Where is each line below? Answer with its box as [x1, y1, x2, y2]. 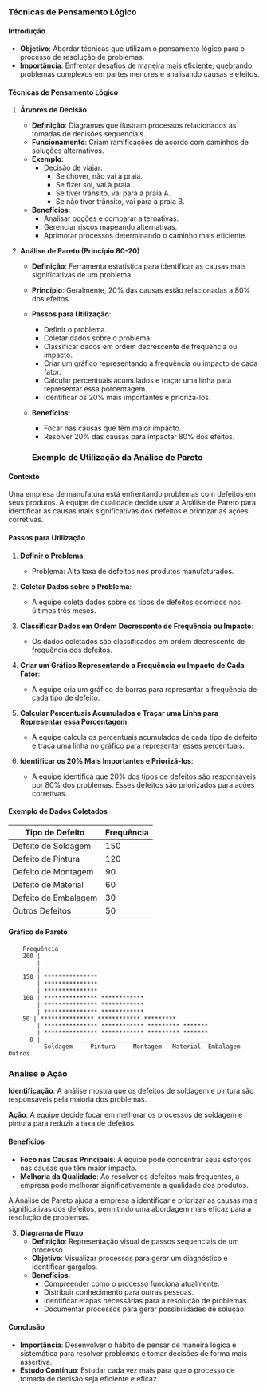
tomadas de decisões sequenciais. [31, 129, 146, 139]
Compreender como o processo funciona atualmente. [43, 1279, 220, 1288]
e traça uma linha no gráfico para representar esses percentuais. [31, 741, 245, 750]
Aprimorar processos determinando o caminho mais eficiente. [43, 230, 247, 241]
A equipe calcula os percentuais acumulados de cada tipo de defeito [31, 732, 257, 741]
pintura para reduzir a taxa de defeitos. [8, 1118, 136, 1128]
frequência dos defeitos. [31, 645, 113, 654]
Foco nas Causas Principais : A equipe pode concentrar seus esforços [19, 1154, 252, 1164]
